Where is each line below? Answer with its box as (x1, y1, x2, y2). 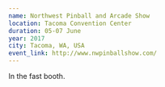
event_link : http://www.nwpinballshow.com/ (8, 49, 158, 57)
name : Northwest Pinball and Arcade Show (8, 11, 150, 20)
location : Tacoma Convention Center (8, 19, 132, 27)
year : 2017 (8, 34, 45, 43)
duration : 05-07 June (8, 27, 82, 35)
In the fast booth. (8, 72, 66, 81)
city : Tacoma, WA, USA (8, 42, 85, 50)
